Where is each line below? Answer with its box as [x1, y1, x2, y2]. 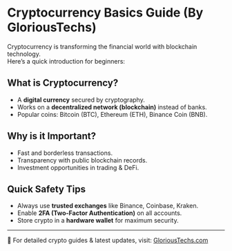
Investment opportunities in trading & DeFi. [17, 163, 139, 171]
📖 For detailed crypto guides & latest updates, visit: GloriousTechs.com [7, 236, 209, 245]
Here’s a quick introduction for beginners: [7, 57, 126, 65]
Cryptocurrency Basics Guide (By [7, 5, 204, 21]
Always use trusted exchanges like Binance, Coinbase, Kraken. [17, 202, 199, 210]
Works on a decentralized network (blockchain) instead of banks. [17, 102, 207, 111]
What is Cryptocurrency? [7, 77, 119, 89]
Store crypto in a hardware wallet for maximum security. [17, 216, 179, 225]
